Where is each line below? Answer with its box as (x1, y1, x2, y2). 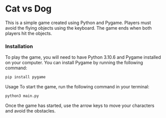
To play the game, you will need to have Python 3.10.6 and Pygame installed (5, 54, 161, 60)
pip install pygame (5, 75, 46, 80)
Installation (5, 43, 33, 50)
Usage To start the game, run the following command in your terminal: (5, 84, 149, 90)
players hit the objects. (5, 30, 52, 36)
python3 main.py (5, 93, 39, 98)
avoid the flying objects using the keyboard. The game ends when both (5, 25, 152, 31)
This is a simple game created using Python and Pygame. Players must (5, 20, 151, 26)
